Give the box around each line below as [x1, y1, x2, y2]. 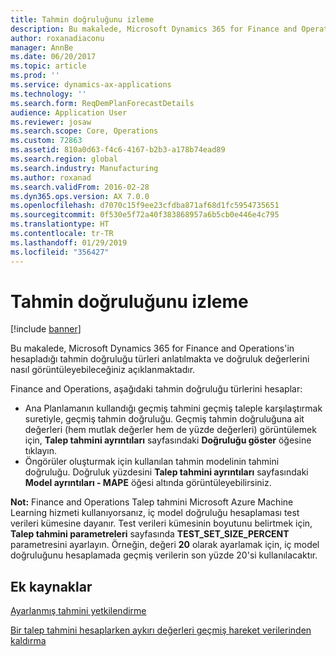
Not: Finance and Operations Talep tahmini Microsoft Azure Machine [10, 496, 294, 508]
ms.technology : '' [10, 89, 87, 99]
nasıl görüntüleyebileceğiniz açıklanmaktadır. [10, 364, 196, 376]
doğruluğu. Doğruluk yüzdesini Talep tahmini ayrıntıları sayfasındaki [24, 466, 309, 478]
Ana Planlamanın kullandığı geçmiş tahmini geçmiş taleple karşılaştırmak [24, 402, 323, 415]
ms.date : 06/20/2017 [10, 52, 97, 62]
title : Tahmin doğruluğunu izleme [10, 14, 155, 25]
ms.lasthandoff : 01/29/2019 [10, 237, 128, 248]
